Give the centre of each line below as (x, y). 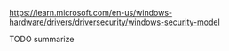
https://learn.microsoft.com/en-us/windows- (91, 13)
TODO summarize (42, 39)
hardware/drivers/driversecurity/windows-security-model (114, 22)
